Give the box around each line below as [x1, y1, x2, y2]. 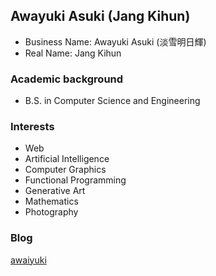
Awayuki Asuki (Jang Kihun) [10, 8, 191, 25]
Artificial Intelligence [24, 153, 110, 165]
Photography [24, 206, 79, 218]
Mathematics [24, 195, 79, 208]
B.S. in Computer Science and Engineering [24, 95, 201, 107]
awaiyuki [10, 254, 47, 266]
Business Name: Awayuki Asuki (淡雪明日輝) [24, 35, 207, 48]
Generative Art [24, 185, 86, 197]
